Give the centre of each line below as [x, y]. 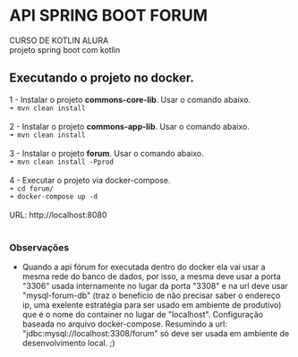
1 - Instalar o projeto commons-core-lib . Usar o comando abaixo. [130, 99]
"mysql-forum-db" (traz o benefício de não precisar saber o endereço [151, 295]
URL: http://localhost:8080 [58, 215]
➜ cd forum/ [31, 189]
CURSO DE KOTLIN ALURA [59, 40]
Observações [39, 247]
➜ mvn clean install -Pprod [62, 162]
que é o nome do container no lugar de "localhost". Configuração [143, 315]
